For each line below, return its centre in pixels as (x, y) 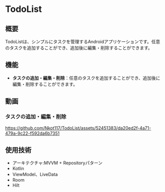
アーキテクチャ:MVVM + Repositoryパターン (57, 163)
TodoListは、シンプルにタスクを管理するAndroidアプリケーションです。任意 (83, 42)
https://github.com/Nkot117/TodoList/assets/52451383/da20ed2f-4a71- (78, 128)
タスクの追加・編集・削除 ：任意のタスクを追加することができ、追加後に (86, 78)
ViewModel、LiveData (35, 175)
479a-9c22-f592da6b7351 (32, 133)
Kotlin (18, 169)
